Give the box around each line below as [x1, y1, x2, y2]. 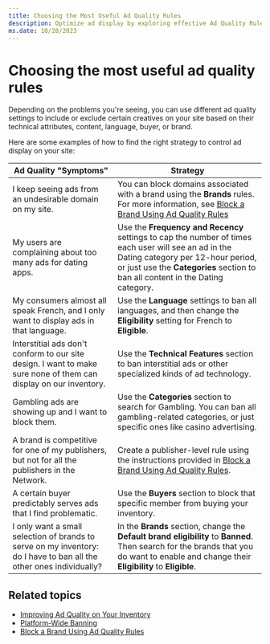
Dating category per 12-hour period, [117, 252, 257, 263]
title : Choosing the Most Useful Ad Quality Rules [8, 11, 182, 20]
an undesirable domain [12, 194, 99, 205]
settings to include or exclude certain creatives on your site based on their [8, 113, 255, 123]
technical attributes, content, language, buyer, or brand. [8, 122, 193, 132]
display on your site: [8, 146, 76, 156]
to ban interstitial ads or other [117, 358, 229, 369]
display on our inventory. [12, 378, 106, 389]
